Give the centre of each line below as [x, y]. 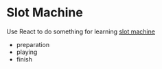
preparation [33, 44]
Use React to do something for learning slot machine [81, 31]
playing [27, 52]
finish [24, 59]
